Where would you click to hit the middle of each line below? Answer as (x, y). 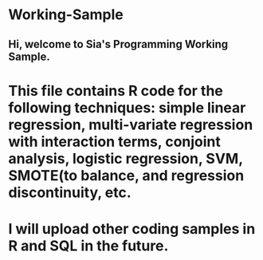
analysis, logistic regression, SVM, (126, 158)
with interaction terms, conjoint (115, 142)
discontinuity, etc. (70, 192)
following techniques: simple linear (127, 107)
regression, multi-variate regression (131, 124)
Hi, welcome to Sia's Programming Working (118, 44)
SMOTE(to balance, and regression (126, 175)
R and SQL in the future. (88, 246)
